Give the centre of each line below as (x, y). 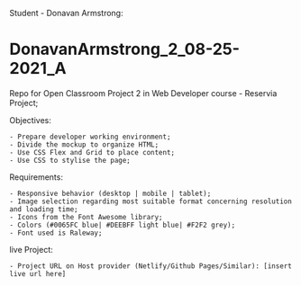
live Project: (32, 249)
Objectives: (30, 120)
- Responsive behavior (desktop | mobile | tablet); (110, 193)
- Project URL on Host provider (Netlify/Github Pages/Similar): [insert (151, 266)
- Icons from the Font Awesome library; (87, 217)
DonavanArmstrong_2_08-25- (125, 49)
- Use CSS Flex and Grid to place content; (92, 152)
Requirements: (36, 177)
